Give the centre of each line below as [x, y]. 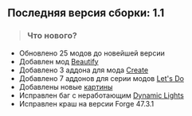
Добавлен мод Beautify [59, 61]
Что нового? [52, 36]
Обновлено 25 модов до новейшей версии [92, 53]
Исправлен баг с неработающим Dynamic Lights [101, 95]
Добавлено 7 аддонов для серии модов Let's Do [102, 78]
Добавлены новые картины [66, 87]
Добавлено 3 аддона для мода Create [84, 70]
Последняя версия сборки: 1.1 [86, 13]
